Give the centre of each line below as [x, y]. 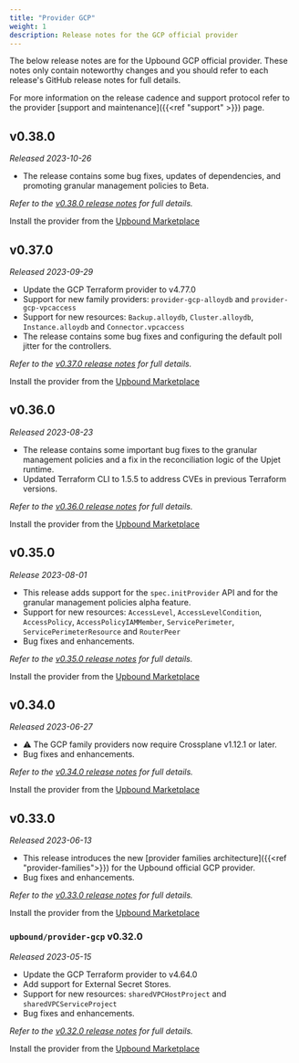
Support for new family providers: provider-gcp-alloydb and [136, 299]
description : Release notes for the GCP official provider [124, 35]
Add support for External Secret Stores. [97, 984]
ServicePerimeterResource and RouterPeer [101, 631]
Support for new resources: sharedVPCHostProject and [124, 994]
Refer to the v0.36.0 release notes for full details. [101, 506]
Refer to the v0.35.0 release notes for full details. [101, 658]
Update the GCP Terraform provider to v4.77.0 [109, 289]
